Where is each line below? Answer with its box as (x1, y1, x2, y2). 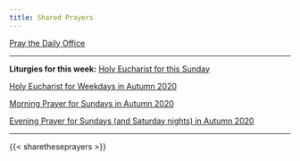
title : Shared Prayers (9, 13, 94, 22)
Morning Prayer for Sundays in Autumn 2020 (9, 97, 174, 108)
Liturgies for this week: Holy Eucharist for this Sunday (9, 64, 211, 74)
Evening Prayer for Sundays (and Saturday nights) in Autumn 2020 (9, 115, 254, 126)
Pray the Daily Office (9, 38, 86, 48)
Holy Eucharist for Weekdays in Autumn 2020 (9, 80, 177, 91)
